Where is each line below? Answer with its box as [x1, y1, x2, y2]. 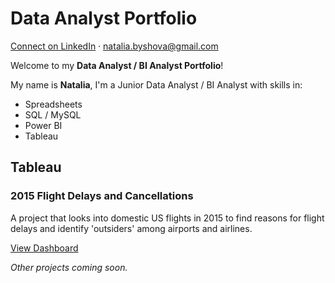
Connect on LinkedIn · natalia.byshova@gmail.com [10, 40, 219, 52]
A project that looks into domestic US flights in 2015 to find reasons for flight [10, 212, 325, 224]
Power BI [24, 119, 63, 131]
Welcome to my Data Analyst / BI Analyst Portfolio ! [10, 59, 224, 71]
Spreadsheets [24, 98, 83, 110]
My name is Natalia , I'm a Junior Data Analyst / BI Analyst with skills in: [10, 78, 303, 91]
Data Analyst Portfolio [10, 7, 198, 30]
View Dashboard [10, 242, 79, 254]
